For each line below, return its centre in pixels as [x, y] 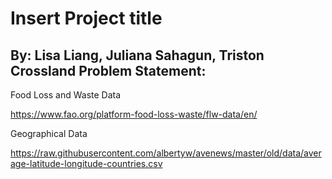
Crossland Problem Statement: [108, 70]
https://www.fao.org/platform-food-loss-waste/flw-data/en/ [134, 114]
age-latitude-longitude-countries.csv [86, 163]
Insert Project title [86, 18]
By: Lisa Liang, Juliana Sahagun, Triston [137, 55]
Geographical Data [49, 133]
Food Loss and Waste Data [66, 95]
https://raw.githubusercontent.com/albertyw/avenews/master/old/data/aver [166, 153]
